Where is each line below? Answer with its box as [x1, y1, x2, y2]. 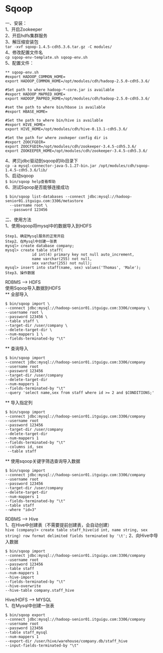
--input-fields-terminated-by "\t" [5, 643, 79, 648]
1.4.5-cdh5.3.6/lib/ [5, 167, 48, 172]
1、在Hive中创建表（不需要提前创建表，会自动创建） [5, 522, 112, 528]
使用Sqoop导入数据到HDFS [5, 285, 61, 291]
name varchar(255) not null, [31, 256, 92, 261]
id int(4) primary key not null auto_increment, [31, 252, 135, 257]
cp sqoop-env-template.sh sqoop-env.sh [5, 55, 88, 60]
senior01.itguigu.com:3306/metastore [5, 198, 83, 203]
